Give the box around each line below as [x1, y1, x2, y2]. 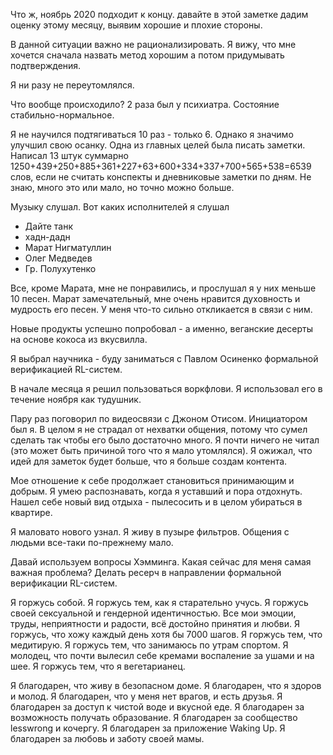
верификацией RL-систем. [10, 364, 123, 375]
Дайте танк [24, 220, 74, 232]
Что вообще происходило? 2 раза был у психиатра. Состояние [10, 99, 280, 110]
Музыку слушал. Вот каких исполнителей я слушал [10, 201, 230, 213]
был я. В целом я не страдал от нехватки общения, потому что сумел [10, 424, 308, 435]
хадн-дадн [24, 231, 71, 243]
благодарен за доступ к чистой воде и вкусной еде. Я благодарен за [10, 701, 305, 713]
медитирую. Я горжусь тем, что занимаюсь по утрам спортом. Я [10, 639, 289, 651]
